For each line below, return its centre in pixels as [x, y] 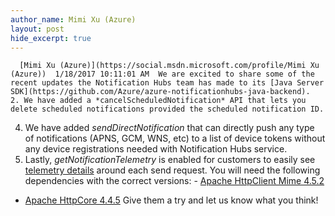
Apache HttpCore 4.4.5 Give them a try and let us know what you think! [171, 200]
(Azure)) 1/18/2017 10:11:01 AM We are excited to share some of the [162, 74]
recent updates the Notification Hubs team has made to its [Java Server [167, 83]
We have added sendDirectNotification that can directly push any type [169, 128]
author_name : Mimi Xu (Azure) [73, 19]
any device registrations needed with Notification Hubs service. [156, 149]
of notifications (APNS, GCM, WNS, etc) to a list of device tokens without [175, 138]
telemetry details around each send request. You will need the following [172, 170]
